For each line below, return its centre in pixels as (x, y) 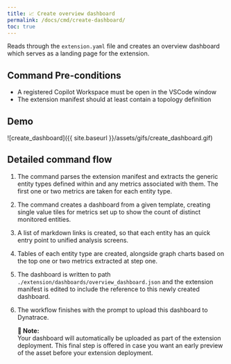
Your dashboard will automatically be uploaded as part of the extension (119, 338)
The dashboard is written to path (64, 274)
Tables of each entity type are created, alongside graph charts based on (120, 253)
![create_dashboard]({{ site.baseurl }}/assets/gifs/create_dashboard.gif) (110, 138)
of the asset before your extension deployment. (85, 353)
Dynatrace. (33, 317)
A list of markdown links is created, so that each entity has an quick (113, 232)
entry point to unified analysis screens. (73, 240)
